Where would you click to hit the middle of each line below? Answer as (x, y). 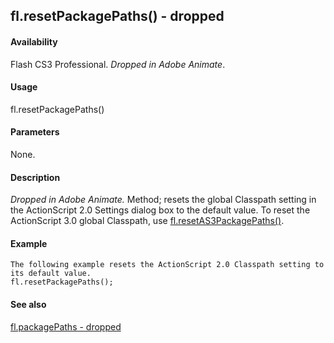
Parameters (35, 132)
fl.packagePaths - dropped (66, 326)
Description (35, 177)
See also (28, 304)
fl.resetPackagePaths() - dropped (117, 16)
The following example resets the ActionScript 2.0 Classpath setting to (167, 265)
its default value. (51, 274)
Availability (34, 41)
